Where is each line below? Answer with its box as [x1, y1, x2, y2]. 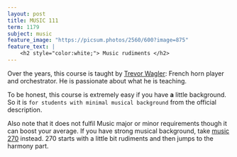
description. [7, 105, 43, 114]
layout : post [7, 10, 46, 18]
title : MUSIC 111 [7, 17, 59, 24]
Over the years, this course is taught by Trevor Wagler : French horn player [7, 69, 225, 78]
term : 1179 [7, 23, 40, 30]
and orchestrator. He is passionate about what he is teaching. [7, 76, 187, 85]
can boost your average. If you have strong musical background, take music [7, 127, 230, 135]
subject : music [7, 30, 53, 37]
